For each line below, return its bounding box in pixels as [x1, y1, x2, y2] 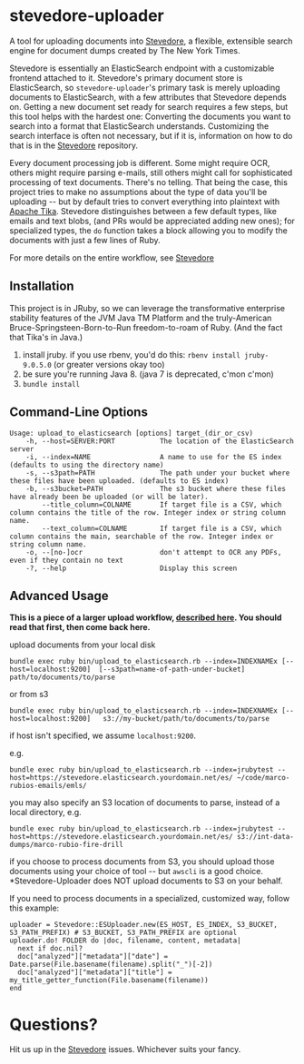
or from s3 [9, 689, 49, 700]
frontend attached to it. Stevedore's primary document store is [9, 72, 243, 83]
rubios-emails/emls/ [9, 782, 88, 791]
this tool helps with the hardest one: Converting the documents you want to [9, 111, 291, 122]
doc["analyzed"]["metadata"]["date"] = [17, 952, 169, 961]
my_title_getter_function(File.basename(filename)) [9, 976, 209, 985]
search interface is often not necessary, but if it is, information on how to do [9, 130, 293, 141]
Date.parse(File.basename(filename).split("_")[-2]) [9, 960, 213, 970]
